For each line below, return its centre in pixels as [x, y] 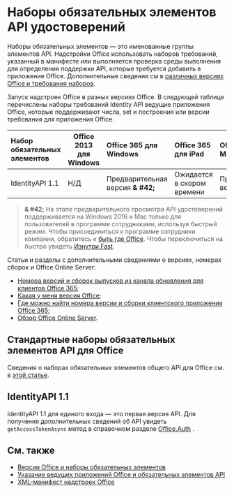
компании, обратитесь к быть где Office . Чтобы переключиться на [124, 239]
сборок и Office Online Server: [52, 267]
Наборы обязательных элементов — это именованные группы [100, 46]
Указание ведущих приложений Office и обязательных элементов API [121, 475]
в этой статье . [28, 375]
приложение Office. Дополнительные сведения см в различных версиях [116, 76]
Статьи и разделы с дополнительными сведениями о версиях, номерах [114, 260]
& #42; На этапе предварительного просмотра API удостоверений [124, 209]
